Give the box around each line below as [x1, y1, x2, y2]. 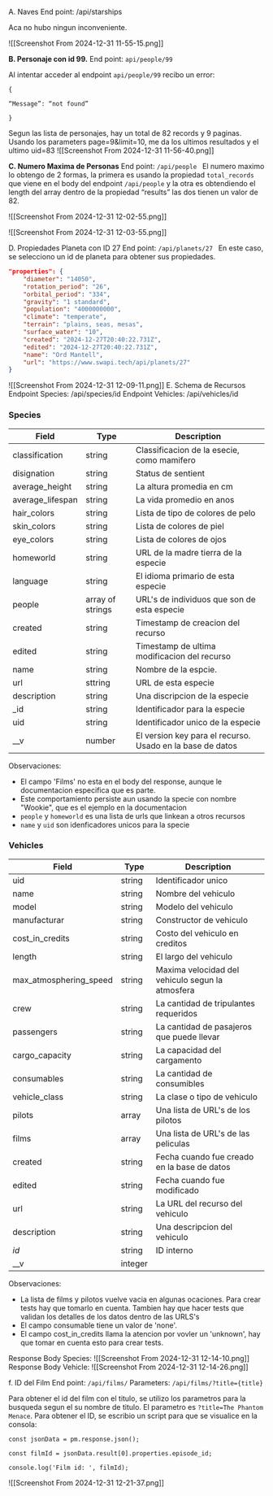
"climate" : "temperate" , [23, 313, 107, 321]
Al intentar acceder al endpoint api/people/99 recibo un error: [8, 70, 215, 80]
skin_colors [12, 520, 56, 532]
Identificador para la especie [135, 703, 245, 715]
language [12, 575, 49, 586]
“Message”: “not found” [8, 100, 89, 108]
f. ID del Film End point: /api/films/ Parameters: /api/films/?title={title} [8, 1377, 264, 1387]
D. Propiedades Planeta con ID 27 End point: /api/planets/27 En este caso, [8, 243, 264, 253]
